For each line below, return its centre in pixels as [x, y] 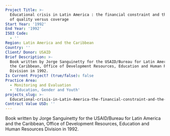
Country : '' [18, 48]
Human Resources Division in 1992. [42, 129]
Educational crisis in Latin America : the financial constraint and [84, 15]
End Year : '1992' [24, 29]
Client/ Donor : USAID [28, 52]
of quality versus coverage [39, 19]
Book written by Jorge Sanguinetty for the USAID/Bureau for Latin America [83, 118]
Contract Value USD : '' [30, 104]
